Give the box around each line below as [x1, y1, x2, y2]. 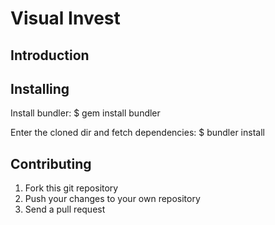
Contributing [10, 155, 92, 172]
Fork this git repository [24, 182, 119, 194]
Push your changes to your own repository [24, 193, 201, 205]
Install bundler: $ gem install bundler [10, 107, 161, 119]
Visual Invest [10, 7, 121, 30]
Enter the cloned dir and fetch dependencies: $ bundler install [10, 127, 265, 139]
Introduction [10, 47, 90, 64]
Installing [10, 80, 70, 97]
